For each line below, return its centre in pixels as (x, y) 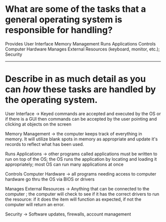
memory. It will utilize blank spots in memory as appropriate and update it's (82, 139)
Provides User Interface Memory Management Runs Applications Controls (81, 44)
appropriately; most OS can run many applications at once (64, 164)
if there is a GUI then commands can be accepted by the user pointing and (81, 119)
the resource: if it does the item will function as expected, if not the (73, 199)
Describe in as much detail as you (76, 79)
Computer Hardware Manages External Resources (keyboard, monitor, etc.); (83, 49)
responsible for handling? (59, 30)
